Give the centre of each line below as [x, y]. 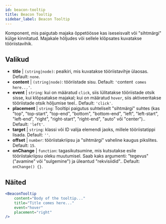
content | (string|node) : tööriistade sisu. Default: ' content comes [79, 82]
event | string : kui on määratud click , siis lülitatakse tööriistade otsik [83, 93]
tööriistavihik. [19, 44]
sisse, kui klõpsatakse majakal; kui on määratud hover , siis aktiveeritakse [87, 98]
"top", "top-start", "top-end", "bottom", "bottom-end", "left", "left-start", [85, 114]
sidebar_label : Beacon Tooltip [38, 19]
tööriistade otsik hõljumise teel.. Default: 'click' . [62, 103]
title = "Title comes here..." [44, 203]
